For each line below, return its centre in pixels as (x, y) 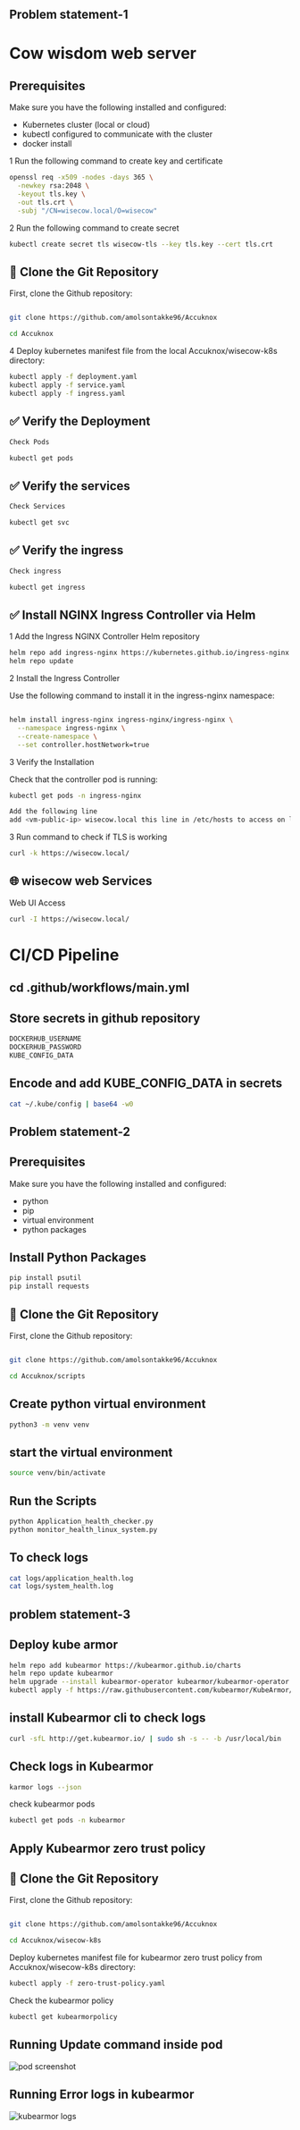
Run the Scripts (53, 1501)
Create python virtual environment (108, 1404)
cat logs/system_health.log (62, 1587)
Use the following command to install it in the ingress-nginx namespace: (142, 695)
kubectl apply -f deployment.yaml (74, 377)
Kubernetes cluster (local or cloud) (86, 125)
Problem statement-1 (69, 15)
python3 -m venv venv (50, 1425)
